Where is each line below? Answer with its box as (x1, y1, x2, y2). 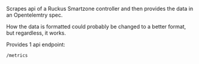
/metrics (6, 53, 28, 59)
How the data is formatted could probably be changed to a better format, (6, 23, 186, 30)
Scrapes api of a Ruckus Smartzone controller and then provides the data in (6, 5, 194, 12)
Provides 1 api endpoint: (6, 41, 66, 48)
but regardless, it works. (6, 29, 67, 36)
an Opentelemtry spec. (6, 11, 63, 19)
